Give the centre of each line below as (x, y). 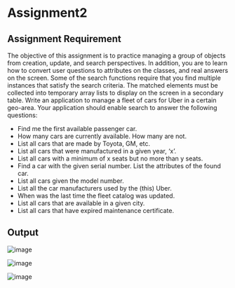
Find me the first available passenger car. (77, 129)
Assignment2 (47, 13)
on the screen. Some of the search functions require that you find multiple (114, 78)
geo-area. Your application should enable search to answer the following (112, 108)
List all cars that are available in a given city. (81, 203)
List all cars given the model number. (70, 181)
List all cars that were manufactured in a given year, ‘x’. (97, 151)
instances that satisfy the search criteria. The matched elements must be (113, 85)
